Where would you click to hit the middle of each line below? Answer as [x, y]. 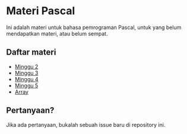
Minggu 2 [26, 66]
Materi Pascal [41, 11]
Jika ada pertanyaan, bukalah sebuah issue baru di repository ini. [86, 125]
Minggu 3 [26, 73]
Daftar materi [31, 52]
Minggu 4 [26, 79]
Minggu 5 [26, 85]
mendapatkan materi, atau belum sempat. [57, 33]
